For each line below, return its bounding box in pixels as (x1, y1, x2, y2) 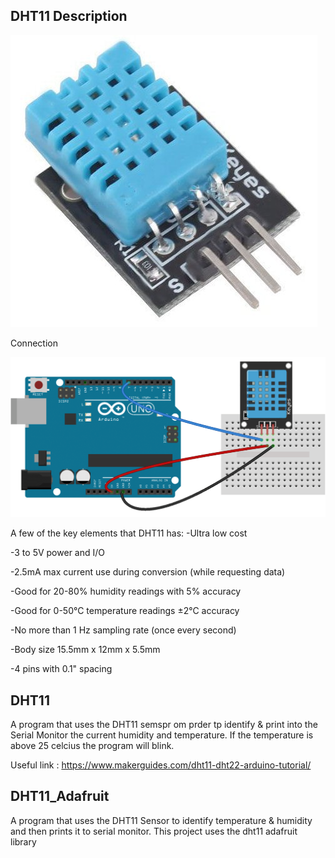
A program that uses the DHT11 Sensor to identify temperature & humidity (10, 814, 313, 826)
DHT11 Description (10, 8, 128, 25)
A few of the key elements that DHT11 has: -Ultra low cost (10, 527, 248, 539)
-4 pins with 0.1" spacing (10, 663, 113, 675)
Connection (10, 337, 58, 349)
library (10, 835, 37, 848)
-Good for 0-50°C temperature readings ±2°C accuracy (10, 605, 240, 617)
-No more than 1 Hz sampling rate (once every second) (10, 624, 237, 636)
